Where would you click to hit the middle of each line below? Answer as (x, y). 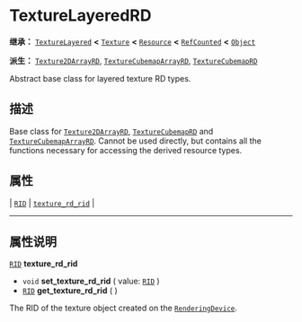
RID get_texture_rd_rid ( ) (70, 291)
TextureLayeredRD (80, 16)
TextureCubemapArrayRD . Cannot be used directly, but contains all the (136, 141)
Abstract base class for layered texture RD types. (100, 78)
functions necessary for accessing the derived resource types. (126, 150)
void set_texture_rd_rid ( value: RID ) (91, 281)
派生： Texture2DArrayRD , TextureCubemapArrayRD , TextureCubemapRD (133, 60)
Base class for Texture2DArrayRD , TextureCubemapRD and (111, 131)
